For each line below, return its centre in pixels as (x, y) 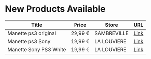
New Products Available (55, 9)
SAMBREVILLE (112, 33)
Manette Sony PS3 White (37, 49)
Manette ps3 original (32, 33)
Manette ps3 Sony (29, 41)
